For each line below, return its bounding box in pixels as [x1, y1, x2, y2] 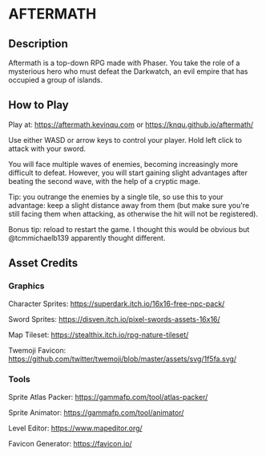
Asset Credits [8, 256, 79, 270]
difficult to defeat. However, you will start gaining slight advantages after [8, 168, 248, 177]
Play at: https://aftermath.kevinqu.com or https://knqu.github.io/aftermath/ [8, 120, 254, 129]
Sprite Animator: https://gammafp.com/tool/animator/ [8, 407, 184, 417]
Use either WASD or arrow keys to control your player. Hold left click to [8, 135, 243, 145]
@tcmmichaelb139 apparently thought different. [8, 233, 166, 242]
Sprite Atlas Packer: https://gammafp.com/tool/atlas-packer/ [8, 392, 208, 401]
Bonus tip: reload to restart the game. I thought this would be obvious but [8, 224, 250, 234]
